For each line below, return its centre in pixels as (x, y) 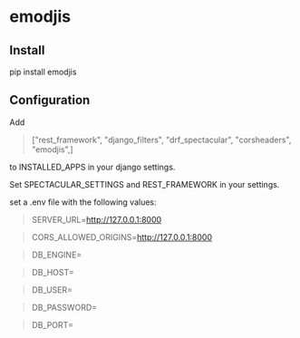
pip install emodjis (43, 72)
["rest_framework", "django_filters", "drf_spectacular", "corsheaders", (161, 140)
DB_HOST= (53, 272)
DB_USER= (52, 290)
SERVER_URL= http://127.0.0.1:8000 (97, 219)
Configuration (50, 100)
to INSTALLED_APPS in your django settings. (92, 167)
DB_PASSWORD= (64, 307)
